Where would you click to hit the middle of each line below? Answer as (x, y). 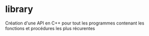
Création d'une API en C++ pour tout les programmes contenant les (75, 23)
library (19, 9)
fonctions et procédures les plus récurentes (50, 28)
